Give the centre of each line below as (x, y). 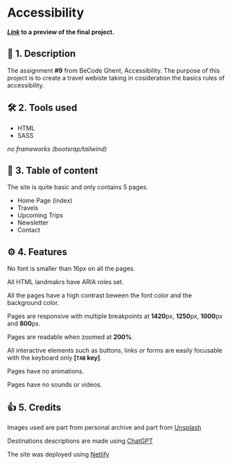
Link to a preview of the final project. (61, 32)
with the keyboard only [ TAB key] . (54, 358)
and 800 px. (24, 324)
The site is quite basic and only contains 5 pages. (78, 187)
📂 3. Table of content (53, 170)
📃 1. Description (42, 54)
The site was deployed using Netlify (58, 454)
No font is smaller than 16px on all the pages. (71, 269)
